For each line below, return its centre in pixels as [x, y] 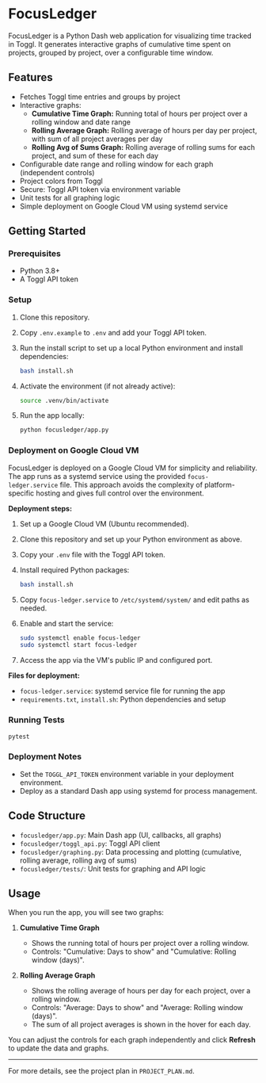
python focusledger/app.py [64, 430]
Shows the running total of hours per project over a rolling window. [140, 943]
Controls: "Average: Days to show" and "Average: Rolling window [137, 1008]
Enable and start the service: [66, 623]
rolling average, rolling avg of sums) [78, 860]
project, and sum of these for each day [95, 155]
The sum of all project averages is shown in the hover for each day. [141, 1024]
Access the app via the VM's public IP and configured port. [116, 660]
